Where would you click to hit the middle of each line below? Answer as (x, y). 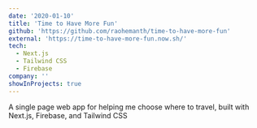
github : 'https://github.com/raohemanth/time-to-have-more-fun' (120, 31)
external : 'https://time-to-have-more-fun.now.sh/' (98, 38)
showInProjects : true (45, 83)
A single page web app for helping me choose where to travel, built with (129, 107)
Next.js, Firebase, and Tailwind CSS (68, 115)
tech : (17, 46)
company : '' (28, 76)
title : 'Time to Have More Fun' (63, 23)
